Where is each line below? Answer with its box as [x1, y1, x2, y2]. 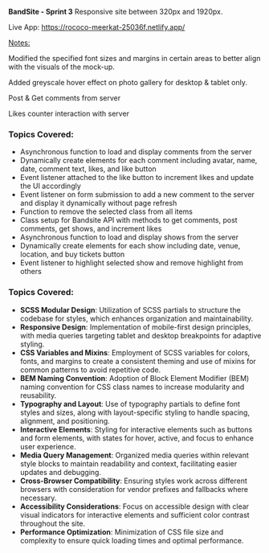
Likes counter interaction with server [8, 109, 130, 118]
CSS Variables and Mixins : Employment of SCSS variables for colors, [19, 347, 251, 357]
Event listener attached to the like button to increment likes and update [19, 173, 255, 182]
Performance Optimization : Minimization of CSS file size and [19, 526, 224, 537]
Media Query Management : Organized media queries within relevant [19, 450, 249, 460]
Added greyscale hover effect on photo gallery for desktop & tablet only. [8, 78, 247, 87]
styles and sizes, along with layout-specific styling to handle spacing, [19, 408, 251, 417]
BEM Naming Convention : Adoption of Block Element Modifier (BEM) [19, 373, 250, 383]
